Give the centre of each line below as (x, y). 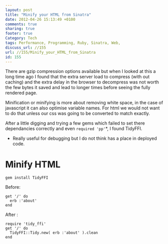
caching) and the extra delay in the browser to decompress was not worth (82, 82)
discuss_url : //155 (26, 48)
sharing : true (20, 29)
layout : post (19, 10)
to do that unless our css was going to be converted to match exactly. (78, 113)
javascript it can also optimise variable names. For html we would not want (82, 108)
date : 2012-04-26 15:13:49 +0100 (40, 19)
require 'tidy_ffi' (26, 224)
